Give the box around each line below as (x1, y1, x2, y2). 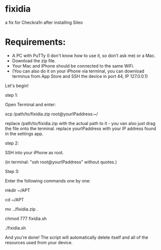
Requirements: (5, 36, 66, 48)
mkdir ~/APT (5, 187, 31, 193)
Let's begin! (5, 83, 29, 89)
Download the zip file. (12, 57, 56, 64)
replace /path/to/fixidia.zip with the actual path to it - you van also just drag (5, 120, 156, 126)
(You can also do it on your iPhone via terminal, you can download (12, 68, 145, 74)
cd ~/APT (5, 196, 24, 202)
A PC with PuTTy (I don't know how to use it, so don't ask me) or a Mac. (12, 53, 156, 58)
